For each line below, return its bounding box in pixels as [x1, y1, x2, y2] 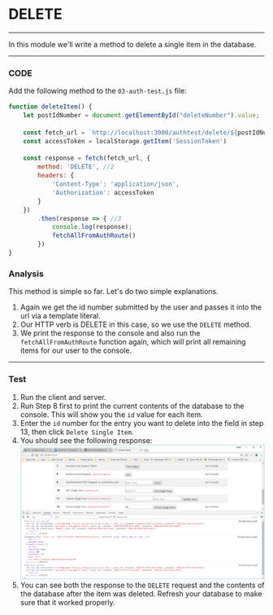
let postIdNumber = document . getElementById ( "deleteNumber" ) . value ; [23, 112, 260, 120]
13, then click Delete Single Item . [19, 427, 134, 437]
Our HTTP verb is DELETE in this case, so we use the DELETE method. [19, 319, 252, 330]
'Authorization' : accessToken [51, 188, 154, 196]
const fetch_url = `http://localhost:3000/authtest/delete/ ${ [23, 128, 238, 137]
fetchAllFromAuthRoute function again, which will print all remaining [19, 337, 246, 347]
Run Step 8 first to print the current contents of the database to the [19, 401, 245, 411]
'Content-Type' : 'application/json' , [51, 180, 180, 188]
